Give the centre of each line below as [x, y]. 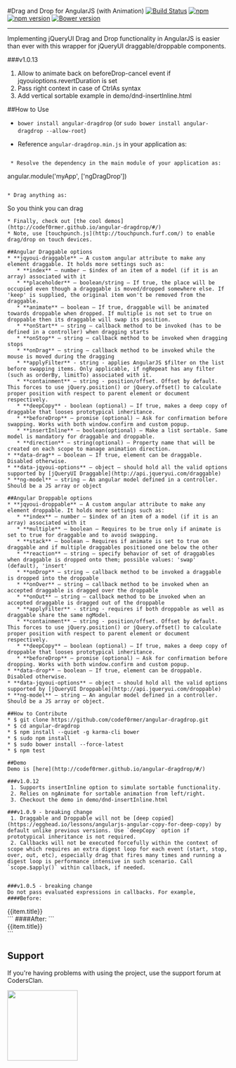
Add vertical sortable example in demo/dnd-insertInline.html [104, 96]
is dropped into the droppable [53, 578]
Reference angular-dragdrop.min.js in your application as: [102, 144]
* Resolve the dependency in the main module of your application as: [116, 163]
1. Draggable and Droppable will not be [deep [80, 818]
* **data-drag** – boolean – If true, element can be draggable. [105, 455]
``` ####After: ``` [31, 919]
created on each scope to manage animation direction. [89, 449]
